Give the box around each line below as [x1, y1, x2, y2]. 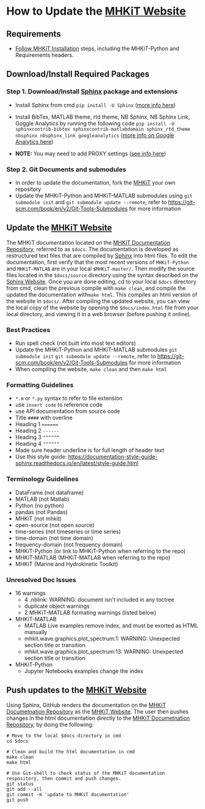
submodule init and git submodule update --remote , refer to [15, 198, 167, 205]
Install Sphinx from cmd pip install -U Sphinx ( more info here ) [15, 101, 176, 108]
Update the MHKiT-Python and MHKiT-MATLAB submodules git [15, 346, 178, 353]
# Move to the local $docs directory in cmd [6, 733, 121, 739]
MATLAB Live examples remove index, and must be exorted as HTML [24, 622, 198, 629]
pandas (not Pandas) [15, 508, 68, 515]
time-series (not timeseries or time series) [15, 528, 121, 535]
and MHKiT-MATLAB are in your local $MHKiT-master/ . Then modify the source [6, 265, 195, 272]
